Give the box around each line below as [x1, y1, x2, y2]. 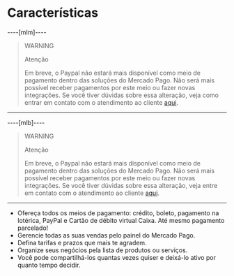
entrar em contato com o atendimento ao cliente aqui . [24, 98, 179, 106]
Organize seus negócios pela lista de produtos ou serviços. [17, 246, 188, 254]
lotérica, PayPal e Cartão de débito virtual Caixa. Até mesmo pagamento [17, 216, 225, 224]
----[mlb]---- [7, 118, 45, 126]
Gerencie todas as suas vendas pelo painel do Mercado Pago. [17, 231, 196, 239]
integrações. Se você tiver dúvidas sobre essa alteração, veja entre [24, 181, 218, 189]
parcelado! [17, 224, 49, 232]
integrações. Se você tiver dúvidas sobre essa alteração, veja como [24, 91, 219, 99]
